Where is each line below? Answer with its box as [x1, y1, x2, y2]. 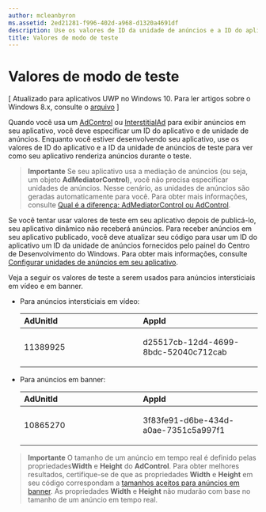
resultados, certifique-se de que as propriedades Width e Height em [27, 470, 253, 480]
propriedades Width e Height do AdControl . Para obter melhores [27, 461, 240, 471]
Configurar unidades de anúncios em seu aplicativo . [8, 258, 178, 267]
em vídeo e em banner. [8, 282, 83, 291]
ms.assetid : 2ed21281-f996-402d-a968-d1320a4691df [8, 19, 179, 27]
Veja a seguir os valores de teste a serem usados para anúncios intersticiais [8, 273, 256, 283]
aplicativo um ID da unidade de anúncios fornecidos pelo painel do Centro [8, 241, 250, 250]
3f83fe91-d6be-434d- [142, 415, 234, 426]
